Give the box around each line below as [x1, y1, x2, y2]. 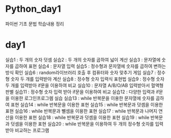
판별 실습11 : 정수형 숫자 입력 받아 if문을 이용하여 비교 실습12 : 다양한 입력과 [5, 88, 155, 95]
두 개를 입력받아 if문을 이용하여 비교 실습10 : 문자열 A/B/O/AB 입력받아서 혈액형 [5, 82, 164, 88]
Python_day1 [5, 3, 61, 15]
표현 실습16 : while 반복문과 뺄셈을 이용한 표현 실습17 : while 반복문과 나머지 [5, 108, 158, 114]
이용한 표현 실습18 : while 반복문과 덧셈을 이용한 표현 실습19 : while [14, 114, 149, 121]
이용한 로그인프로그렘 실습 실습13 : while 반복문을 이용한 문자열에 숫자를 [10, 95, 155, 101]
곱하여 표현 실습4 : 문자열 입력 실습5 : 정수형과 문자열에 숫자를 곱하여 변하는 [14, 63, 166, 69]
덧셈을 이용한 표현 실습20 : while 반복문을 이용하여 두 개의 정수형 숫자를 [10, 121, 154, 127]
